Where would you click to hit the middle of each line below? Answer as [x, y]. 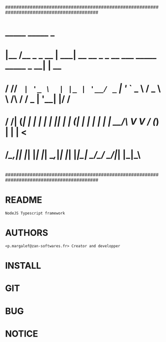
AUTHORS [27, 233]
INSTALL [23, 266]
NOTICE [22, 334]
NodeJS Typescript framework [35, 213]
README [24, 200]
